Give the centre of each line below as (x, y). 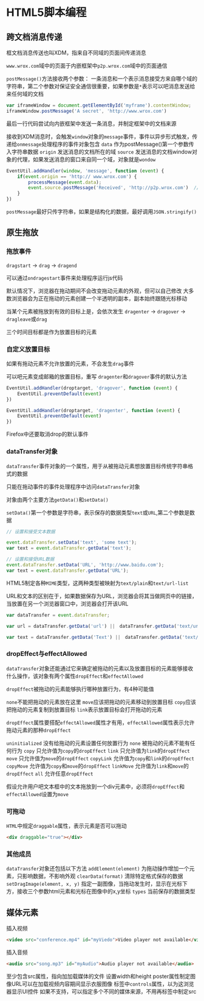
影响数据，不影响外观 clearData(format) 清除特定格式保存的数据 (103, 876)
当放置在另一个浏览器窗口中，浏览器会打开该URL (67, 604)
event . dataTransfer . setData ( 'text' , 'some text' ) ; (72, 543)
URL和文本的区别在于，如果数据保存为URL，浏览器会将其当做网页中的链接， (102, 596)
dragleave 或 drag (27, 319)
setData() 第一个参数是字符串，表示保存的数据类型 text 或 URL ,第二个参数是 (98, 512)
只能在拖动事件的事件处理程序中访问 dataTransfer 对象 (73, 486)
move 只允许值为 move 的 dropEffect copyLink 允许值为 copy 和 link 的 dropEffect (100, 758)
